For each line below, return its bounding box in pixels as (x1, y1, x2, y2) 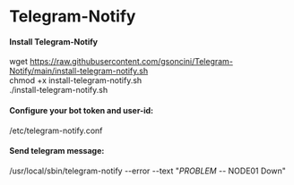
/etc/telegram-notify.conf (9, 125, 103, 136)
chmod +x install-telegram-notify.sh (9, 75, 143, 86)
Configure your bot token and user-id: (9, 105, 154, 115)
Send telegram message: (9, 146, 105, 156)
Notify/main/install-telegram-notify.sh (9, 65, 149, 77)
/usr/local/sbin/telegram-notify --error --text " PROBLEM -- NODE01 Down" (9, 165, 287, 176)
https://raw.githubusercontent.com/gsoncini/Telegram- (30, 56, 233, 67)
